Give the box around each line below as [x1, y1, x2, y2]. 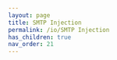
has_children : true [8, 33, 72, 41]
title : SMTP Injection [8, 19, 82, 26]
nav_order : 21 [8, 41, 55, 48]
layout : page [8, 11, 51, 19]
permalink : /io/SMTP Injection [8, 26, 110, 34]
